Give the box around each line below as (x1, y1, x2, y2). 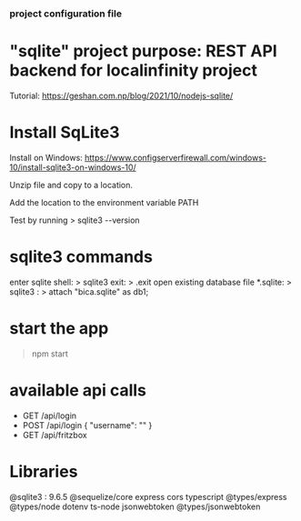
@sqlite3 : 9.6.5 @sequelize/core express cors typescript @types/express (9, 491, 288, 502)
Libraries (9, 461, 78, 482)
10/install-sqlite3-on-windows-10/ (9, 162, 136, 173)
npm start (31, 348, 68, 359)
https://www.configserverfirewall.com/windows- (85, 152, 266, 163)
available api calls (9, 380, 147, 400)
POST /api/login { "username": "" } (22, 419, 153, 430)
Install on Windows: (9, 152, 84, 163)
